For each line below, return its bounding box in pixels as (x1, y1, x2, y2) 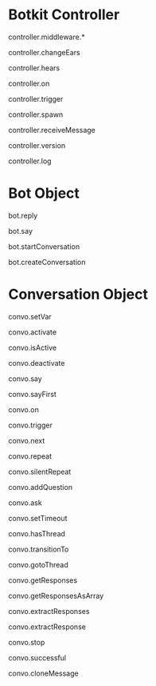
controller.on (8, 78, 50, 88)
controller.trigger (8, 94, 64, 103)
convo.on (8, 404, 40, 414)
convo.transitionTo (8, 544, 69, 554)
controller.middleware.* (8, 32, 85, 42)
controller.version (8, 140, 66, 150)
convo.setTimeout (8, 513, 68, 523)
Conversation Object (8, 286, 149, 303)
